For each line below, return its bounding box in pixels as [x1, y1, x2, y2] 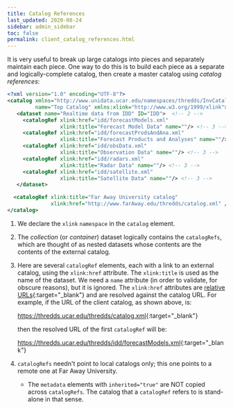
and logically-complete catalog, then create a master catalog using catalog [7, 70, 222, 79]
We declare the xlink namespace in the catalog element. [17, 219, 175, 227]
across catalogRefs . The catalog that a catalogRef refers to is [27, 387, 203, 396]
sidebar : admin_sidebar [7, 23, 76, 30]
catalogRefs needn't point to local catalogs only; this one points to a [17, 359, 212, 367]
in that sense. [44, 394, 84, 403]
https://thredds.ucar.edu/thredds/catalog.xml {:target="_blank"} [17, 311, 198, 320]
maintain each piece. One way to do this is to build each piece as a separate [7, 63, 225, 71]
